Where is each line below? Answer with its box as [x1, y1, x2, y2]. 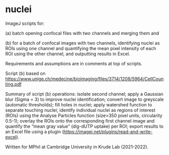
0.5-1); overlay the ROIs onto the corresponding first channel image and [5, 118, 155, 124]
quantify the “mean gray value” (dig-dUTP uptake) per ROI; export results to [5, 123, 164, 129]
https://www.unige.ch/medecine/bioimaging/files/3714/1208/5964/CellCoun [5, 75, 164, 82]
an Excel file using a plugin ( [5, 128, 64, 135]
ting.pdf [5, 81, 22, 87]
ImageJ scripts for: [5, 20, 45, 26]
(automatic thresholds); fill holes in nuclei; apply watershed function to [5, 101, 152, 107]
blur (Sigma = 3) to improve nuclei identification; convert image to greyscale [5, 96, 164, 102]
